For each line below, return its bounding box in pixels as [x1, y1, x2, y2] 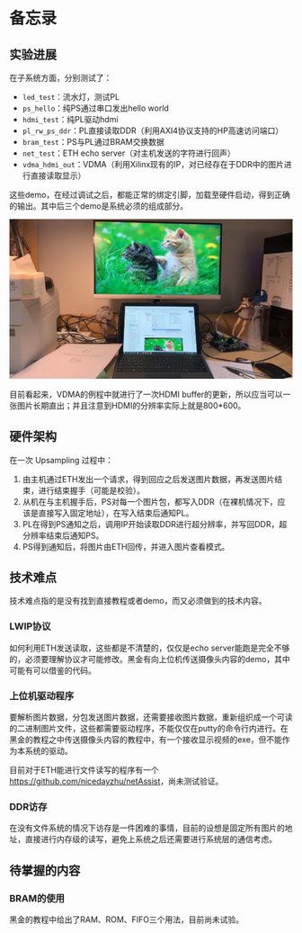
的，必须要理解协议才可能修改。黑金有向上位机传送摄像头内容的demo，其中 [9, 653, 290, 664]
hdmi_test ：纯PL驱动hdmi [22, 114, 119, 124]
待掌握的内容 [9, 863, 81, 878]
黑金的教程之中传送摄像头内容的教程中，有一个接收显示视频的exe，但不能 [9, 734, 283, 745]
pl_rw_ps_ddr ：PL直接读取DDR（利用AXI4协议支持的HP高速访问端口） [22, 125, 284, 136]
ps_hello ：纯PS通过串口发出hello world [22, 103, 169, 113]
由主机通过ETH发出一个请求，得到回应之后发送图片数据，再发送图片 [22, 473, 275, 484]
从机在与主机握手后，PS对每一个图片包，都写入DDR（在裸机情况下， [22, 496, 278, 507]
